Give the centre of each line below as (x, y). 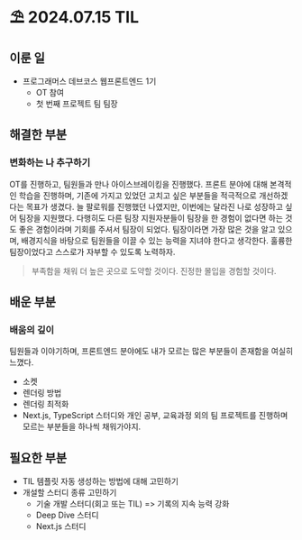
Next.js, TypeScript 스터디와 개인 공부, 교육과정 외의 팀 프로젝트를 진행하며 (155, 416)
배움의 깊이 (32, 330)
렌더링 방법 (42, 393)
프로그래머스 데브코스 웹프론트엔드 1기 (89, 81)
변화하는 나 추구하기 (50, 163)
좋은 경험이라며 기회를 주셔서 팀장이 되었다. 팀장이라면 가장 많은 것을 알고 (147, 229)
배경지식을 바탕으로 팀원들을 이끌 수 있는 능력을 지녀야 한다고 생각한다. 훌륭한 (157, 240)
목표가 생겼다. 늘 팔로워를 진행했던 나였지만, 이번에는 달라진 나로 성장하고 (155, 206)
